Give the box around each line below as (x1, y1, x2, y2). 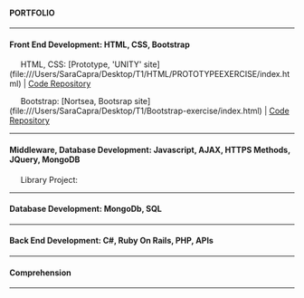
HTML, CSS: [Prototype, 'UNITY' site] (20, 59, 160, 70)
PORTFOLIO (9, 7, 56, 18)
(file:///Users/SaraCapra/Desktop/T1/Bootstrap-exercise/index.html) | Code (9, 105, 290, 117)
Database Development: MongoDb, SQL (9, 204, 163, 215)
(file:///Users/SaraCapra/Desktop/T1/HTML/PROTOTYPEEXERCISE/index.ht (9, 69, 290, 80)
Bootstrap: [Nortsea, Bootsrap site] (20, 96, 151, 107)
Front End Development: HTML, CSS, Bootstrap (9, 39, 190, 50)
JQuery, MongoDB (9, 154, 81, 165)
